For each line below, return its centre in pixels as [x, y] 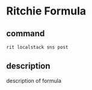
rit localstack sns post [37, 47]
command [26, 34]
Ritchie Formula [46, 11]
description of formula [34, 80]
